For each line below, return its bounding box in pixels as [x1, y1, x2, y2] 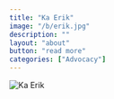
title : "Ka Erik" [9, 13, 75, 22]
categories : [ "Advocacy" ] [9, 55, 106, 64]
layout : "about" [9, 38, 70, 48]
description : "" [9, 30, 70, 39]
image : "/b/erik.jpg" [9, 22, 91, 31]
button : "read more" [9, 47, 87, 56]
